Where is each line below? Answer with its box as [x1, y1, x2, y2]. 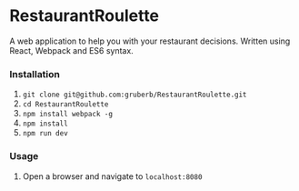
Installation [9, 67, 61, 80]
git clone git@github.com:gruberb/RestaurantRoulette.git [22, 90, 247, 100]
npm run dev [22, 129, 68, 138]
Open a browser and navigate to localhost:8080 [22, 170, 203, 182]
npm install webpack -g [22, 110, 114, 119]
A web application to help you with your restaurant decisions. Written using [9, 35, 291, 46]
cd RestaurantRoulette [22, 100, 109, 109]
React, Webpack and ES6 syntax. [9, 45, 134, 55]
